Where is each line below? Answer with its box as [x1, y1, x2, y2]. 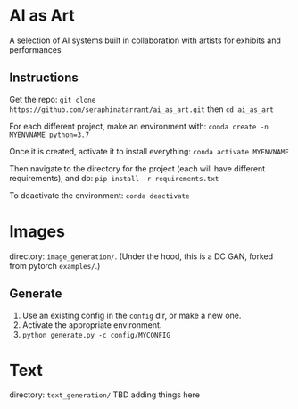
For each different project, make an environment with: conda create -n [9, 121, 269, 131]
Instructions [9, 71, 79, 86]
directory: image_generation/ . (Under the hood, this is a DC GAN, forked [9, 251, 274, 262]
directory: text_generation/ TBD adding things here [9, 389, 201, 400]
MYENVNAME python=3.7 [9, 130, 90, 139]
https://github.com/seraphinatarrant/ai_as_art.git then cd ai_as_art [9, 104, 274, 114]
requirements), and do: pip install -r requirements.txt [9, 172, 219, 183]
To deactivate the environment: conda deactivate [9, 189, 190, 201]
